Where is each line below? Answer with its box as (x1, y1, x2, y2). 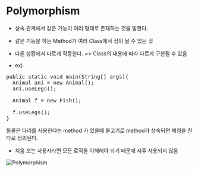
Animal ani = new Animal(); (12, 79, 95, 86)
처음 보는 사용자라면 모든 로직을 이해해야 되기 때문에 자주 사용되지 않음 (14, 147, 178, 154)
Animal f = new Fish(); (12, 97, 82, 104)
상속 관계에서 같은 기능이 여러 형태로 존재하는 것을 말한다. (14, 24, 149, 32)
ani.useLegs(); (12, 85, 56, 92)
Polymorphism (6, 4, 80, 18)
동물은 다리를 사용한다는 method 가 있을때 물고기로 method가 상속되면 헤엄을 (6, 127, 186, 134)
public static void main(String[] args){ (6, 73, 129, 80)
